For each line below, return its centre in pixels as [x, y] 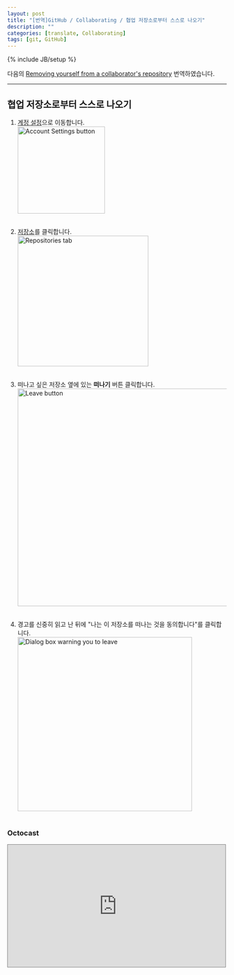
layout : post [26, 14]
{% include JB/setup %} [42, 59]
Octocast [23, 833]
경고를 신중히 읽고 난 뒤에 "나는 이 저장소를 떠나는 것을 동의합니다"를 [110, 624]
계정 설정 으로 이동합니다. [51, 122]
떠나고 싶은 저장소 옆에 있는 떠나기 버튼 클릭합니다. [86, 384]
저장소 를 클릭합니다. [44, 231]
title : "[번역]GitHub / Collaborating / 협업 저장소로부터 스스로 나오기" [106, 20]
